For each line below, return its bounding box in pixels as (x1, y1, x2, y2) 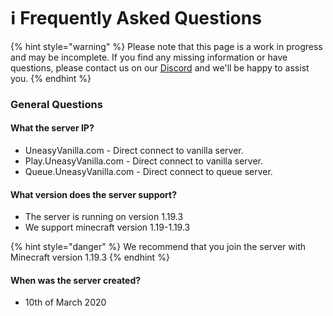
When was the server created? (10, 274, 142, 286)
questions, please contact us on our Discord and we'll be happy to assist (10, 61, 310, 74)
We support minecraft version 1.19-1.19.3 (24, 221, 191, 234)
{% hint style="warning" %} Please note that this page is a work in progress (10, 40, 323, 52)
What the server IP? (10, 122, 95, 134)
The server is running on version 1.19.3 (24, 211, 184, 223)
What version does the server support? (10, 188, 178, 200)
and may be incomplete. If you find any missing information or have (10, 51, 288, 63)
